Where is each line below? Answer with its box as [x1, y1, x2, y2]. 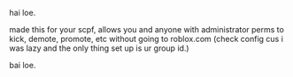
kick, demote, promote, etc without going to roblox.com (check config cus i [9, 34, 283, 44]
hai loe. [9, 8, 36, 17]
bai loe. [9, 60, 36, 70]
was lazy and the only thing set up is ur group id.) [9, 43, 189, 53]
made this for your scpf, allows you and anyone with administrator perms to [9, 24, 285, 34]
